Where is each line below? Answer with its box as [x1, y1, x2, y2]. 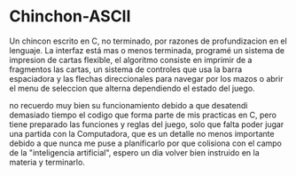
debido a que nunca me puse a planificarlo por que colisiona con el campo [9, 138, 282, 148]
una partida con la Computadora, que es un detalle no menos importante [9, 128, 275, 139]
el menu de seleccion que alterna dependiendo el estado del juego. [9, 83, 255, 93]
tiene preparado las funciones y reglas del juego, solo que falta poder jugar [9, 118, 284, 130]
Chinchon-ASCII [9, 6, 131, 27]
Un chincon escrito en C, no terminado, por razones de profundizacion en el [9, 36, 288, 46]
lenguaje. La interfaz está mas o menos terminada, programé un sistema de [9, 44, 285, 55]
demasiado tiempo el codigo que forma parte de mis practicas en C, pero [9, 109, 277, 120]
